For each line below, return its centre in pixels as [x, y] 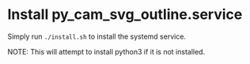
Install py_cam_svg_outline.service [125, 15]
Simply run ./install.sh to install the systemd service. [97, 36]
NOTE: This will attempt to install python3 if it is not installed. [106, 51]
